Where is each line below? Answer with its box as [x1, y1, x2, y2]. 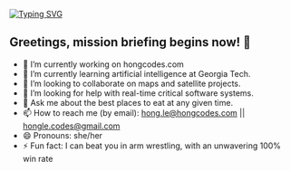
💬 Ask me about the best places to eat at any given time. [22, 97, 234, 108]
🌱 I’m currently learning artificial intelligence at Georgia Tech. [22, 68, 251, 79]
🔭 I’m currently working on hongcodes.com [22, 59, 184, 70]
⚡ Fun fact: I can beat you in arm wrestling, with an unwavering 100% [22, 140, 282, 151]
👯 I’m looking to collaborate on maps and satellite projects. [22, 78, 242, 89]
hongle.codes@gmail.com [22, 120, 121, 131]
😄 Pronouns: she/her [22, 129, 102, 140]
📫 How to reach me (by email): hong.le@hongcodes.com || [22, 107, 246, 118]
